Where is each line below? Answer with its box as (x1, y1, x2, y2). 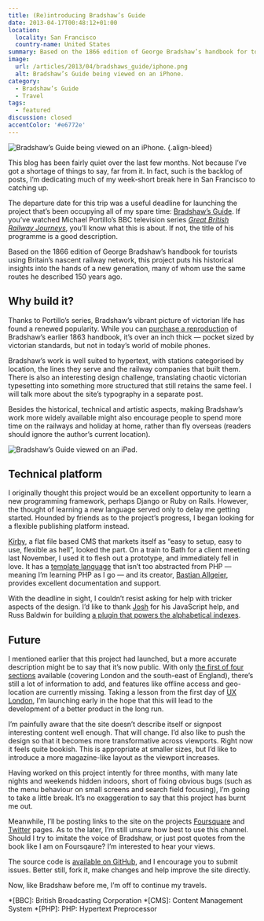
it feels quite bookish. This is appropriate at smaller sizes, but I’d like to (8, 744, 237, 754)
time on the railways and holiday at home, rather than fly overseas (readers (8, 421, 251, 431)
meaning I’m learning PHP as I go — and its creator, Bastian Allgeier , (8, 571, 229, 580)
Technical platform (8, 467, 103, 480)
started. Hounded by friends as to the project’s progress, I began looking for (8, 513, 255, 523)
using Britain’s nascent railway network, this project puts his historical (8, 255, 234, 264)
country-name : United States (15, 41, 111, 49)
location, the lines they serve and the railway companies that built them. (8, 364, 241, 373)
